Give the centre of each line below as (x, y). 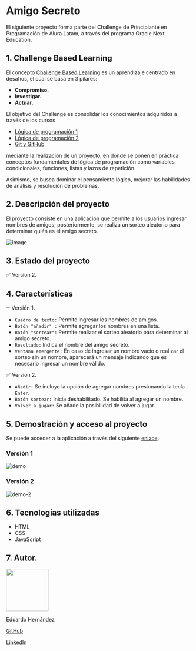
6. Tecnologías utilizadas (53, 512)
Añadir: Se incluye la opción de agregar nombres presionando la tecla (100, 387)
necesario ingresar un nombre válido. (60, 364)
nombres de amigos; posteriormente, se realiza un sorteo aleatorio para (93, 224)
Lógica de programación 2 (47, 138)
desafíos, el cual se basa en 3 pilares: (52, 78)
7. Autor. (22, 558)
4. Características (40, 293)
